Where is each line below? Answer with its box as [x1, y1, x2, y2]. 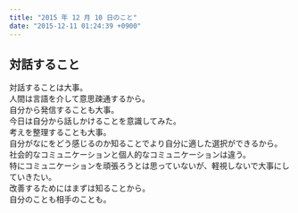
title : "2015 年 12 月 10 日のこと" [9, 13, 137, 22]
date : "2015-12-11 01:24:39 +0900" [9, 21, 142, 30]
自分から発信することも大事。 [9, 105, 119, 115]
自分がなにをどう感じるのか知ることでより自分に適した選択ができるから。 [9, 138, 283, 149]
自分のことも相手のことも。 [9, 194, 112, 205]
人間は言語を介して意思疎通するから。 [9, 93, 150, 104]
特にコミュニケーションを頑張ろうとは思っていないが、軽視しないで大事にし [9, 160, 290, 171]
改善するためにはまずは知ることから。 [9, 183, 150, 193]
